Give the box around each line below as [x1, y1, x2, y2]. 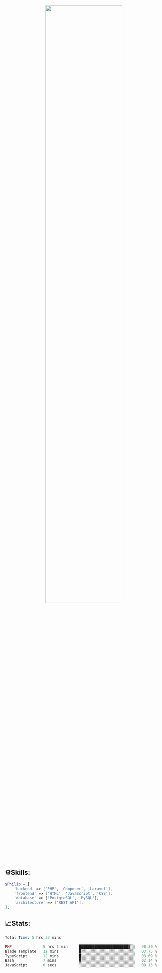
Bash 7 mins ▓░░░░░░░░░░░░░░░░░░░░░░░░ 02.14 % [5, 958, 157, 963]
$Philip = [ [5, 881, 30, 887]
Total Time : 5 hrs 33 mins [5, 935, 61, 940]
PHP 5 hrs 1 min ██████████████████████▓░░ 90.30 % [5, 944, 157, 949]
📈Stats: [5, 919, 31, 928]
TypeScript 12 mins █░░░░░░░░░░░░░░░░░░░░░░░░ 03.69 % [5, 953, 157, 958]
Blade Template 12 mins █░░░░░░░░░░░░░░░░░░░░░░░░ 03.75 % [5, 949, 157, 954]
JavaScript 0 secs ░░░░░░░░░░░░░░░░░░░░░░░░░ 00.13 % [5, 963, 157, 968]
